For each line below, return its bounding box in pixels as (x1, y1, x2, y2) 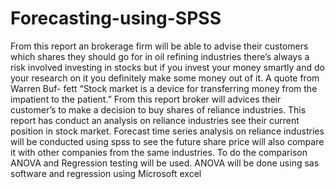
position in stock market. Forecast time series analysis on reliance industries (10, 125, 325, 137)
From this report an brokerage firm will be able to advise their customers (10, 40, 309, 52)
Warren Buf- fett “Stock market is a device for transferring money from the (10, 82, 318, 94)
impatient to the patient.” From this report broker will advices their (10, 93, 282, 105)
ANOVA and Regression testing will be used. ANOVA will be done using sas (10, 157, 320, 169)
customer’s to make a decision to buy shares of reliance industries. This (10, 103, 307, 116)
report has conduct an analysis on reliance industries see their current (10, 114, 300, 126)
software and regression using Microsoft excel (10, 167, 202, 179)
